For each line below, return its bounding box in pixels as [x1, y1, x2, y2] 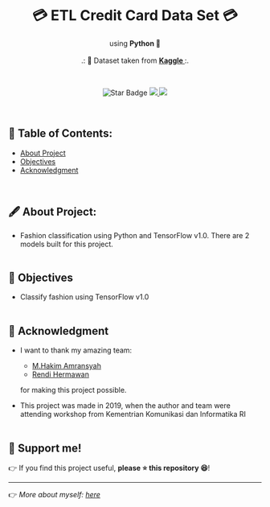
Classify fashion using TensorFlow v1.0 [19, 292, 149, 302]
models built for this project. [19, 239, 114, 249]
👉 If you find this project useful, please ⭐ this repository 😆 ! [8, 464, 211, 472]
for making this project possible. [19, 385, 127, 395]
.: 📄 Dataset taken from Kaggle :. [80, 56, 190, 65]
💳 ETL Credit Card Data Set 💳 [31, 6, 239, 25]
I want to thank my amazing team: [19, 345, 133, 355]
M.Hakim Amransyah [31, 361, 102, 371]
